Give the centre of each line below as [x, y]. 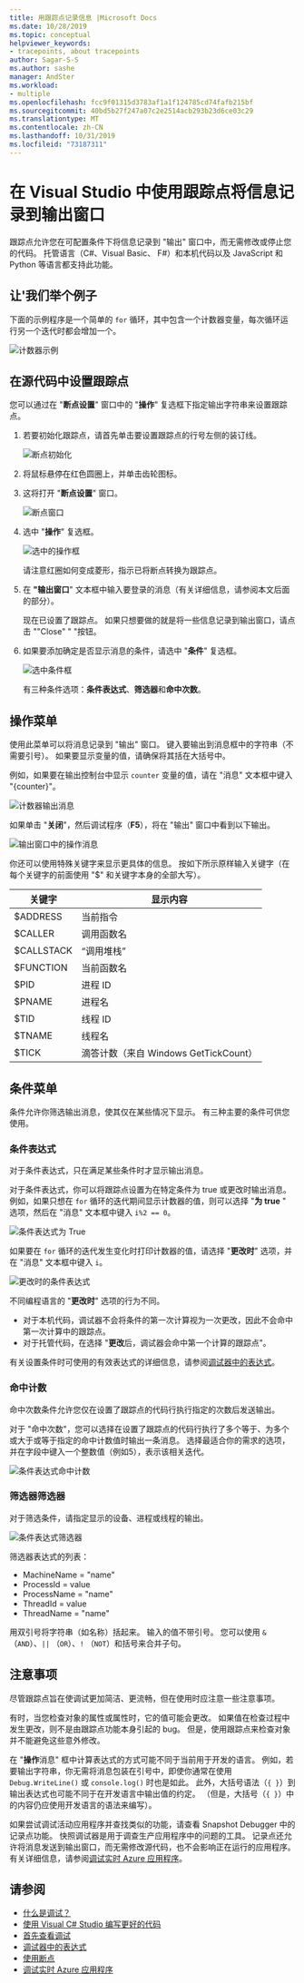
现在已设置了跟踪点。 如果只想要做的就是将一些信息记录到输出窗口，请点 [159, 620]
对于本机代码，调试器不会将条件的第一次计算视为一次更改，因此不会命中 [157, 1320]
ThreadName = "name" [66, 1613]
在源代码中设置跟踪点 [69, 381]
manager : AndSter [42, 77]
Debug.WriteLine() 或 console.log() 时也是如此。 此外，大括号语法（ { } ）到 [153, 1782]
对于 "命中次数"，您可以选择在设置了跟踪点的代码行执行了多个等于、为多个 [149, 1428]
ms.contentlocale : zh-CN [56, 128]
